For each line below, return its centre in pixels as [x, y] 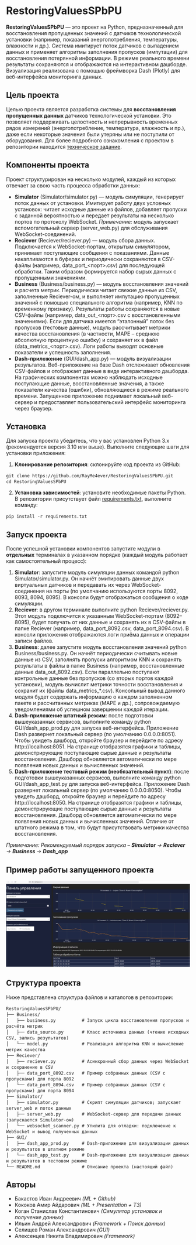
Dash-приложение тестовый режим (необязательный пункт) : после [102, 772]
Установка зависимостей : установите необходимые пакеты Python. [100, 492]
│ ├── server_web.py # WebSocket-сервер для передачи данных [94, 1114]
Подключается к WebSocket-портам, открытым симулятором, [92, 247]
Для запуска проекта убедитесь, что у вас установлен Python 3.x [88, 441]
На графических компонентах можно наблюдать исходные [89, 377]
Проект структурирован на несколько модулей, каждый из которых [91, 179]
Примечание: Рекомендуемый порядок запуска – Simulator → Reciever [96, 845]
